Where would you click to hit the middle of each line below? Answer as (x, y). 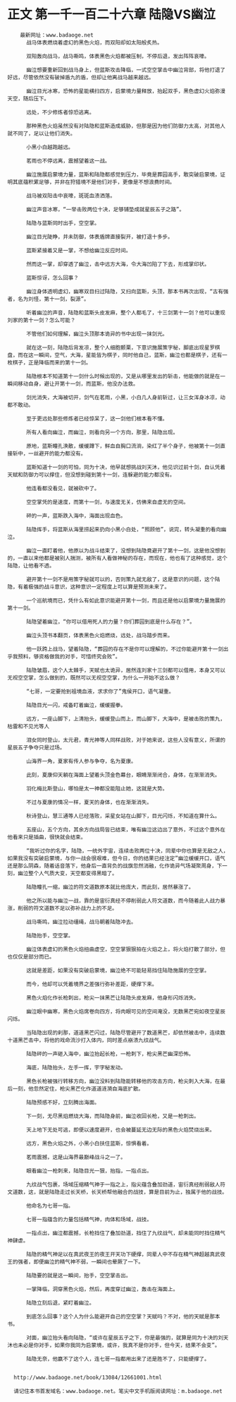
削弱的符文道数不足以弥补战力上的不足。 (67, 908)
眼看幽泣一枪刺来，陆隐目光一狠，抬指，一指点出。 (89, 1171)
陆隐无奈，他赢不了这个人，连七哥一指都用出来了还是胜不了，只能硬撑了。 (118, 1359)
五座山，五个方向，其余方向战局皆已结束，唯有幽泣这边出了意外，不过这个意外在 (125, 830)
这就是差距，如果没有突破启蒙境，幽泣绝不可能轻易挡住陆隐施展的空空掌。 (118, 970)
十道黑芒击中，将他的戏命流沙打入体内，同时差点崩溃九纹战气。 (86, 1040)
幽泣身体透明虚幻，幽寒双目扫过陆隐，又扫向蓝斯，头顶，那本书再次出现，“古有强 (127, 291)
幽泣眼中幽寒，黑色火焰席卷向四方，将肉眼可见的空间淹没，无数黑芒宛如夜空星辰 (125, 1011)
